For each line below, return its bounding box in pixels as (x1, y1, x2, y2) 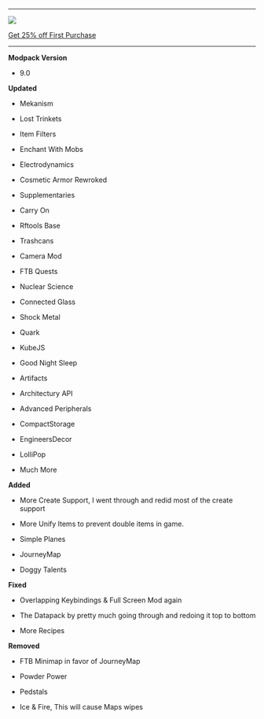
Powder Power (19, 672, 68, 681)
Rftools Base (19, 221, 61, 230)
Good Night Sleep (19, 358, 78, 367)
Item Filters (19, 129, 57, 139)
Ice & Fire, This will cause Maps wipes (19, 702, 144, 711)
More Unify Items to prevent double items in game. (19, 519, 185, 528)
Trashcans (19, 236, 54, 245)
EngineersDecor (19, 435, 72, 443)
